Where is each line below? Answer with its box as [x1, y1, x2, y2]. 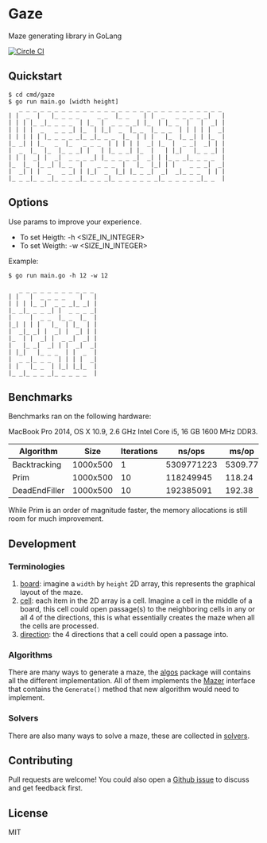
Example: [8, 256, 39, 266]
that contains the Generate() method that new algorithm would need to [8, 685, 240, 694]
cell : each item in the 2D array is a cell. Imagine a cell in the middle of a [19, 596, 253, 605]
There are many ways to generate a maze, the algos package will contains [8, 667, 252, 677]
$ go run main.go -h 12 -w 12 [8, 271, 109, 279]
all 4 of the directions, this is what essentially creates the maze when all [19, 613, 255, 623]
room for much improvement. [8, 514, 104, 523]
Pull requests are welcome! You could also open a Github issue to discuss [8, 775, 250, 784]
